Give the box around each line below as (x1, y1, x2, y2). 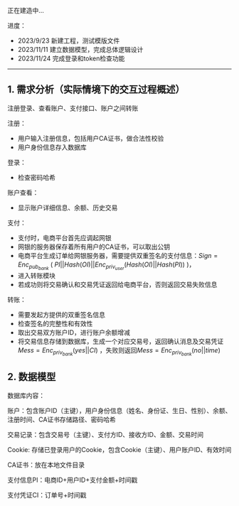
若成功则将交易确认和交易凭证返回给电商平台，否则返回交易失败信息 (17, 280, 218, 289)
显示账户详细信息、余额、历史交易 (17, 203, 118, 212)
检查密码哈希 (17, 173, 55, 181)
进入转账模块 (17, 271, 55, 279)
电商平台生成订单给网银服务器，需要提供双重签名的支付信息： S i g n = (17, 251, 218, 259)
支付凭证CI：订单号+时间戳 (7, 490, 87, 499)
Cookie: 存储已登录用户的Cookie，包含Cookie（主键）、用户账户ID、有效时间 (7, 445, 232, 453)
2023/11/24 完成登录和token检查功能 (17, 54, 125, 63)
